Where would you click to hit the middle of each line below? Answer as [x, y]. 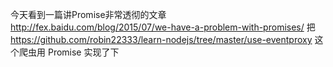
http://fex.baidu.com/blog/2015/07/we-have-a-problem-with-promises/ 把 [163, 27]
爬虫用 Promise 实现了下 [69, 52]
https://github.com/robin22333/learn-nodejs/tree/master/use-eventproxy [161, 39]
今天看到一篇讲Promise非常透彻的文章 [88, 14]
